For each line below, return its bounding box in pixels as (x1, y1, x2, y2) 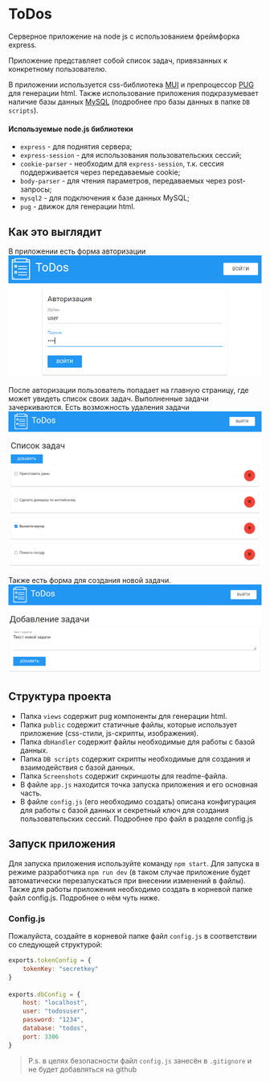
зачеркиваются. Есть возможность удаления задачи (8, 403, 190, 412)
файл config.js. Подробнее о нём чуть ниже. (8, 893, 161, 902)
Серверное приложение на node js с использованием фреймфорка (8, 31, 240, 41)
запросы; (19, 184, 52, 194)
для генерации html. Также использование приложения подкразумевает (8, 88, 259, 97)
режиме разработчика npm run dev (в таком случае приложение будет (8, 867, 251, 877)
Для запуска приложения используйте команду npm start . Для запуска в (8, 858, 260, 868)
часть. (19, 788, 43, 798)
